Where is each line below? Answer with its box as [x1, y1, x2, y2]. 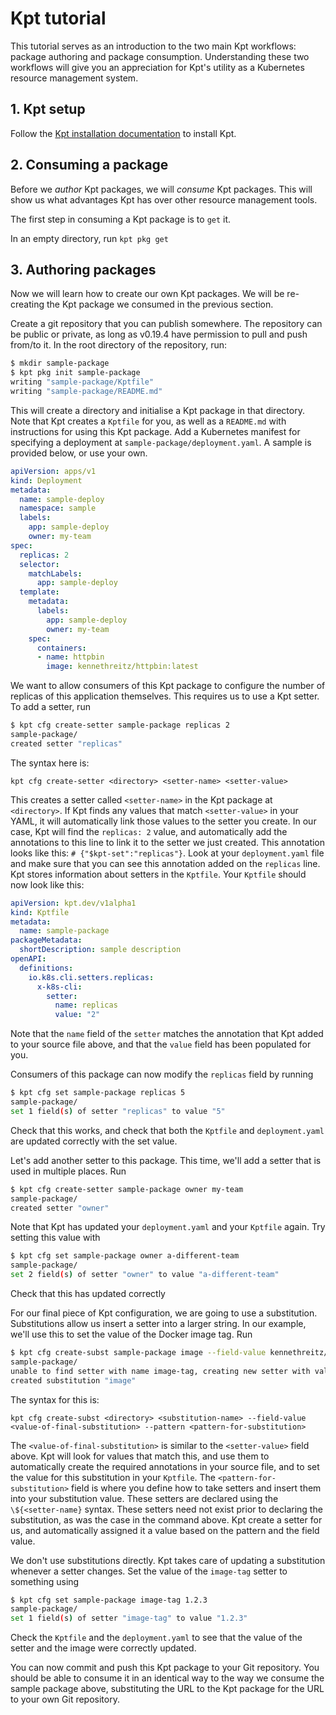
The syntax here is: [10, 757, 90, 769]
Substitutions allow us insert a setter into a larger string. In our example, [10, 1318, 307, 1329]
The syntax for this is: [10, 1393, 100, 1406]
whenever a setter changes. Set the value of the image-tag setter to [10, 1565, 288, 1577]
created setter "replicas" [10, 738, 123, 749]
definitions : [19, 963, 74, 973]
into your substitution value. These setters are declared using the [10, 1492, 279, 1504]
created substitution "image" [10, 1375, 137, 1386]
